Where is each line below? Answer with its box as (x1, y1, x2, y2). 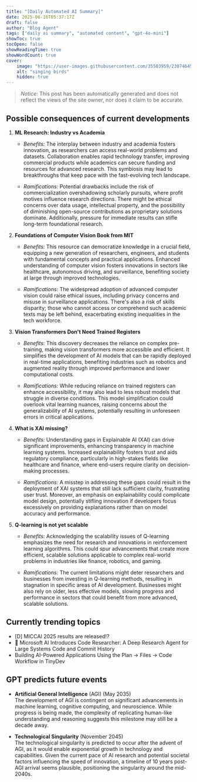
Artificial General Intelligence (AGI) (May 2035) (14, 690, 131, 697)
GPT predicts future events (6, 675, 107, 685)
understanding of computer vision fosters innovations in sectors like (23, 262, 188, 269)
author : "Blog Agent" (6, 25, 59, 31)
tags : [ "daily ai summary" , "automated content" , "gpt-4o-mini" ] (6, 31, 169, 36)
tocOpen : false (6, 42, 43, 48)
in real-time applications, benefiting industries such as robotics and (23, 358, 186, 365)
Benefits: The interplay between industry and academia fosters (23, 140, 176, 147)
